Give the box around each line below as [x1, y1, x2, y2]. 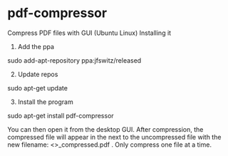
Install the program [17, 98, 73, 106]
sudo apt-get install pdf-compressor [7, 111, 114, 120]
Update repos [17, 70, 58, 78]
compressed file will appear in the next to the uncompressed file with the [7, 132, 222, 141]
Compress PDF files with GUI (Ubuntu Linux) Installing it [7, 28, 172, 37]
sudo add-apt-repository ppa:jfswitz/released [7, 56, 142, 65]
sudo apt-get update [7, 83, 68, 92]
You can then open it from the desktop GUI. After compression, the [7, 125, 204, 133]
